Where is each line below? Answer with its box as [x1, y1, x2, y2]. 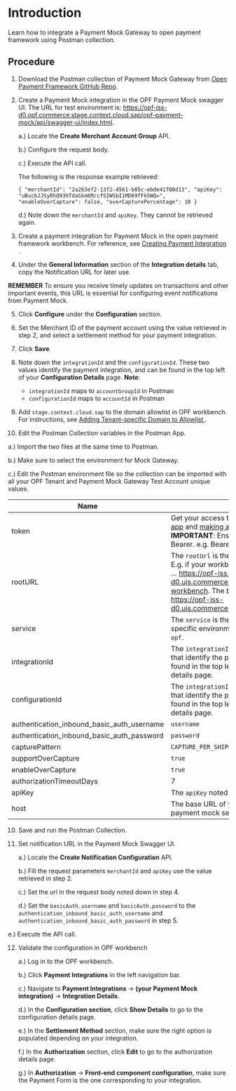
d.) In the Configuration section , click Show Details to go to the [18, 1005, 204, 1014]
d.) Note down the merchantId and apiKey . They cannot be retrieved [18, 211, 213, 219]
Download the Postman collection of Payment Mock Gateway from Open [18, 74, 228, 83]
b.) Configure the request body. [18, 145, 109, 154]
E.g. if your [171, 560, 207, 569]
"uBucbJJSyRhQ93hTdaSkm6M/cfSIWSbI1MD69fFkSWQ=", [18, 192, 167, 199]
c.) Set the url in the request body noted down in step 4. [18, 887, 180, 896]
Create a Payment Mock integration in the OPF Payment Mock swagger [18, 95, 224, 104]
